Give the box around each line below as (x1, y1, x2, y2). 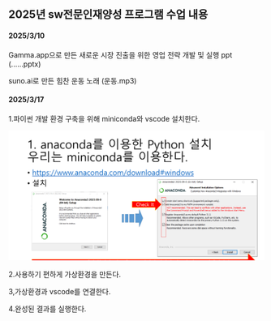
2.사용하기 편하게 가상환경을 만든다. (8, 270, 122, 280)
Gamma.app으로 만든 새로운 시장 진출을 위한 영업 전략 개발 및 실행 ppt (8, 49, 233, 59)
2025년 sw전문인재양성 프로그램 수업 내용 (8, 7, 209, 22)
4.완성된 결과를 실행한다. (8, 304, 87, 314)
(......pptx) (8, 59, 41, 69)
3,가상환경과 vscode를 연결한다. (8, 287, 111, 297)
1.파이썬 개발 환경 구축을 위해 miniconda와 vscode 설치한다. (8, 113, 200, 123)
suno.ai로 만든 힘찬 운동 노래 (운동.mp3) (8, 75, 137, 85)
